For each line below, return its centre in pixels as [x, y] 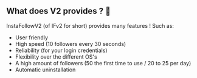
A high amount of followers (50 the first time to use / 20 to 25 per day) [103, 63]
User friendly [32, 37]
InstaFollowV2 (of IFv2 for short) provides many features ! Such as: [90, 25]
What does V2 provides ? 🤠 [59, 11]
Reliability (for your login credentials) [61, 50]
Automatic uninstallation [45, 70]
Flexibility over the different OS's [56, 57]
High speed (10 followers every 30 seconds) [71, 44]
